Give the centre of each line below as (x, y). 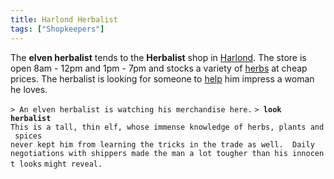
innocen (308, 153)
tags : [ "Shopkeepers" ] (57, 29)
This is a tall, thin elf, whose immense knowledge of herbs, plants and (167, 127)
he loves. (29, 89)
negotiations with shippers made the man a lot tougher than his (149, 153)
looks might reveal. (61, 164)
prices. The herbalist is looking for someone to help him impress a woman (162, 78)
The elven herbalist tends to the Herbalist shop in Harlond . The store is (158, 57)
